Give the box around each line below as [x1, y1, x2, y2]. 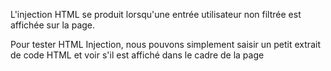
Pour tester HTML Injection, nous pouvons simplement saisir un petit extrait [10, 39, 321, 50]
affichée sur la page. [10, 19, 96, 31]
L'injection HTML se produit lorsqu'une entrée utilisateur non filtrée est [10, 9, 302, 20]
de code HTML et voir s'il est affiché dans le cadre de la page [10, 49, 265, 61]
